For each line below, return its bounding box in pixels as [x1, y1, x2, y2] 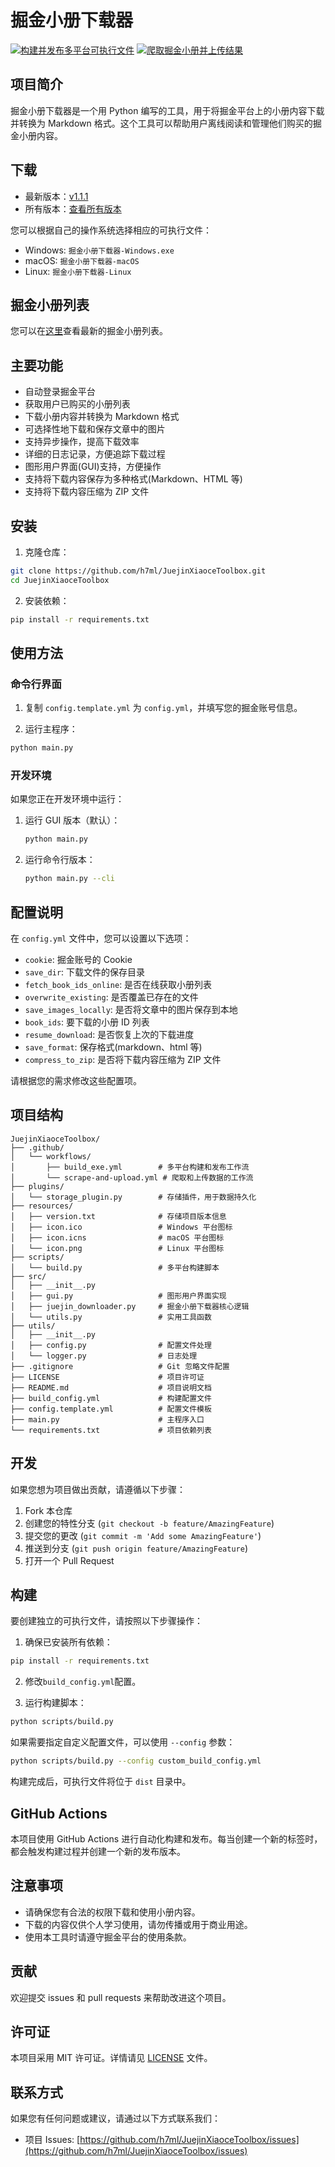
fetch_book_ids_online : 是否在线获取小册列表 [24, 979, 213, 991]
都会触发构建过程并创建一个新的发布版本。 [10, 1845, 186, 1857]
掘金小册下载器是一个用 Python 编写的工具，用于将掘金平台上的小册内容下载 [10, 104, 325, 116]
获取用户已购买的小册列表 [24, 398, 131, 410]
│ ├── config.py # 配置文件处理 [10, 1340, 212, 1350]
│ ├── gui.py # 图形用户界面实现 [10, 1291, 227, 1301]
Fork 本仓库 [24, 1504, 73, 1516]
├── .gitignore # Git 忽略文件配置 [10, 1361, 230, 1371]
